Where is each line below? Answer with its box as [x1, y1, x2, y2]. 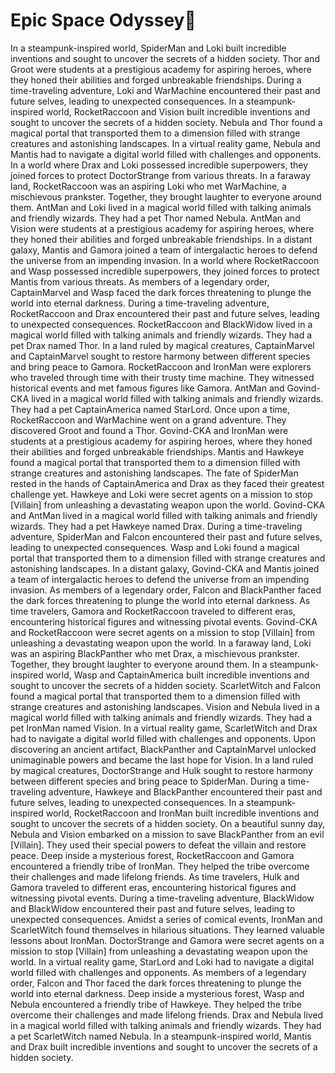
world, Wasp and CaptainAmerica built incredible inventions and [45, 669, 310, 681]
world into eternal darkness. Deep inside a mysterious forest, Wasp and [10, 987, 305, 999]
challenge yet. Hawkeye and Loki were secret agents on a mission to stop [10, 488, 313, 500]
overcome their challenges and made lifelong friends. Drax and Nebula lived [10, 1009, 324, 1021]
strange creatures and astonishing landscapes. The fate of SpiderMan [10, 467, 299, 479]
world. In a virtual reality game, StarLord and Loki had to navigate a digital [10, 955, 315, 968]
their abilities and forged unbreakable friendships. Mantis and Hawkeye [10, 445, 305, 458]
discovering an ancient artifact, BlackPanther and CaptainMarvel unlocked [10, 743, 317, 755]
